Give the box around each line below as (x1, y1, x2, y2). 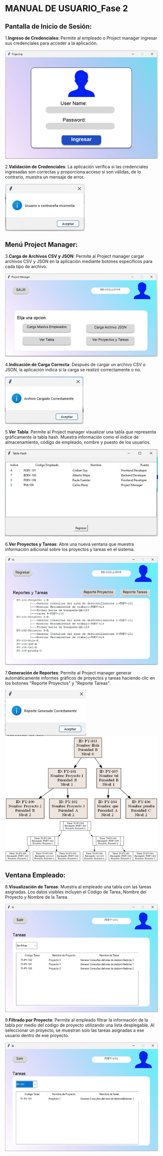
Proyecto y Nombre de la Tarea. (5, 894, 69, 900)
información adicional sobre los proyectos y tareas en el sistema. (5, 547, 135, 553)
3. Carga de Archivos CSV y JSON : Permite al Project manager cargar (5, 253, 145, 259)
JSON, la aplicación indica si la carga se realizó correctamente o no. (5, 367, 142, 373)
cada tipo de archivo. (5, 264, 48, 269)
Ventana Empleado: (5, 871, 66, 879)
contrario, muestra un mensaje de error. (5, 174, 85, 180)
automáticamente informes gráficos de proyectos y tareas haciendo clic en (5, 675, 155, 681)
